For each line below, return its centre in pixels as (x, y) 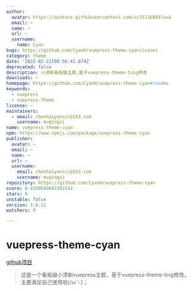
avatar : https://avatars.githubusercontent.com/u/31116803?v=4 (91, 17)
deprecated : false (29, 67)
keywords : (18, 89)
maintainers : (22, 111)
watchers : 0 (21, 211)
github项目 (19, 262)
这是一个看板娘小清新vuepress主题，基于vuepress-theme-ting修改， (105, 275)
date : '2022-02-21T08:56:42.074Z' (49, 61)
